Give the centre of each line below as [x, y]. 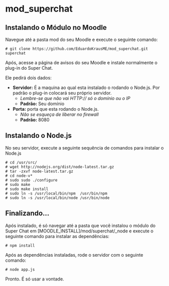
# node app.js [20, 269]
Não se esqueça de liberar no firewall [59, 114]
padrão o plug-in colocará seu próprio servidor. [62, 93]
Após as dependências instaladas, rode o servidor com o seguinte [74, 255]
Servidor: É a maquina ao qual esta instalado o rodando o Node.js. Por [86, 87]
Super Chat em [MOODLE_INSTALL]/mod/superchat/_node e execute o [79, 231]
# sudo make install [27, 189]
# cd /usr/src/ [21, 162]
